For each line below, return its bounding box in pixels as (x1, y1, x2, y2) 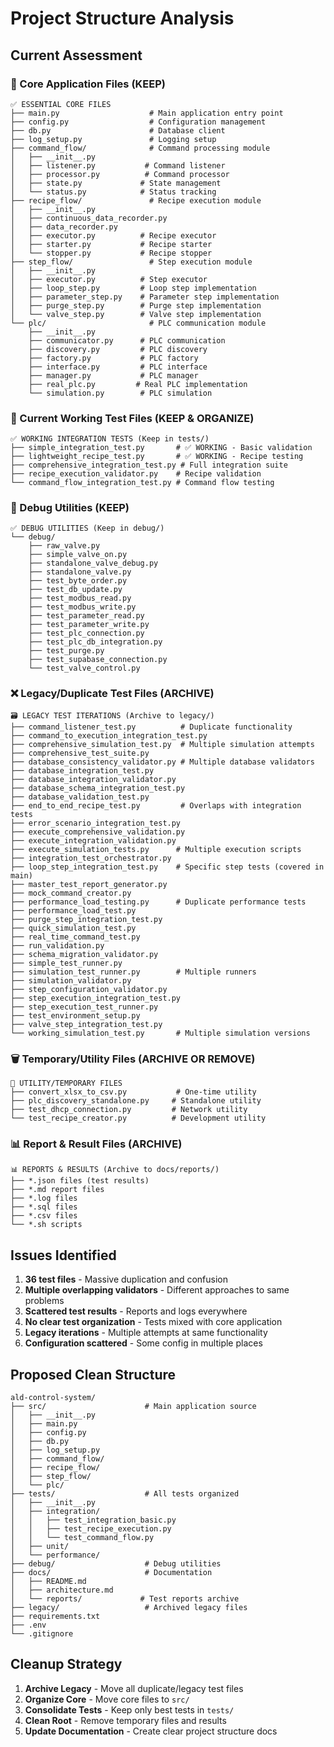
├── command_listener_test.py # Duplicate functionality (10, 722, 293, 732)
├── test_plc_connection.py (28, 628, 145, 639)
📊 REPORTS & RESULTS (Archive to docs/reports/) (10, 1165, 220, 1175)
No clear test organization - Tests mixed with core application (24, 1316, 283, 1328)
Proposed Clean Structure (10, 1366, 177, 1383)
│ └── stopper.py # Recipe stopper (10, 248, 213, 258)
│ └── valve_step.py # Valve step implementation (10, 309, 262, 319)
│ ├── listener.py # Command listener (10, 160, 226, 171)
